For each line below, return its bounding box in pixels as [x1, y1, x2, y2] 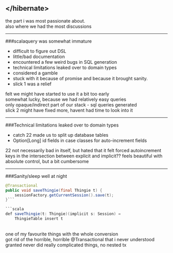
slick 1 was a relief [12, 81, 51, 87]
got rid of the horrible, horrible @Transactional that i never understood [5, 236, 155, 242]
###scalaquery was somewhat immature [5, 38, 92, 44]
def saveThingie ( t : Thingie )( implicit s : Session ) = [5, 211, 121, 216]
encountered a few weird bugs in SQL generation [12, 59, 117, 65]
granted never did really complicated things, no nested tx [5, 242, 127, 248]
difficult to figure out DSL [12, 48, 66, 54]
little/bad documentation [12, 53, 65, 60]
